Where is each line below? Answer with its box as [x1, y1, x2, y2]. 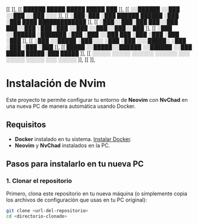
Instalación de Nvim [6, 77, 106, 90]
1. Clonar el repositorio [6, 177, 72, 185]
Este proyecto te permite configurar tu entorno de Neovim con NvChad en [6, 96, 188, 103]
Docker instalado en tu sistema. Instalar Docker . [14, 135, 132, 142]
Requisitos [6, 120, 46, 130]
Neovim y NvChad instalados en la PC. [14, 142, 111, 149]
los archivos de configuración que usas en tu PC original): [6, 196, 147, 204]
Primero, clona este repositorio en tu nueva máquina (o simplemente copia [6, 190, 187, 197]
